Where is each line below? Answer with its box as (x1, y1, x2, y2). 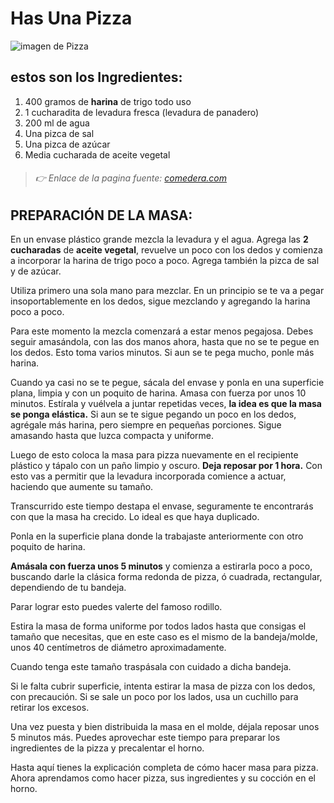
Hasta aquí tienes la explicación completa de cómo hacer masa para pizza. (10, 762, 319, 774)
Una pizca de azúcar (24, 138, 111, 150)
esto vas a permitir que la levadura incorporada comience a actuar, (10, 470, 287, 482)
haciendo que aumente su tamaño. (10, 481, 154, 493)
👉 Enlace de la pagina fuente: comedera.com (34, 172, 227, 184)
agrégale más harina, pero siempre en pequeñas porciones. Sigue (10, 419, 282, 431)
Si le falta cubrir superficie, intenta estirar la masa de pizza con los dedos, (10, 680, 316, 692)
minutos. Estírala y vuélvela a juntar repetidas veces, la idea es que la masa (10, 398, 323, 410)
